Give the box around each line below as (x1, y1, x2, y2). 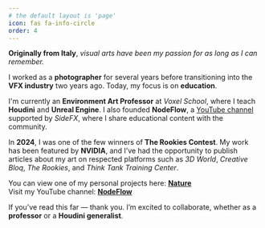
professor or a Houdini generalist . (8, 211, 124, 221)
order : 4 (8, 26, 38, 34)
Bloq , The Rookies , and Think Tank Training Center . (8, 163, 179, 173)
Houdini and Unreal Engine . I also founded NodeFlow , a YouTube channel (8, 105, 255, 114)
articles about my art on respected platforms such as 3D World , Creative (8, 154, 249, 164)
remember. (8, 57, 44, 66)
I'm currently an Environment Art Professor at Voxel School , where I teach (8, 97, 256, 106)
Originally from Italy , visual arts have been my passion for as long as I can (8, 49, 258, 58)
